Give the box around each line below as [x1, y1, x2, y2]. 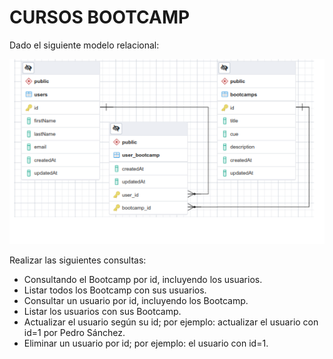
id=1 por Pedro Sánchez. [23, 326, 126, 338]
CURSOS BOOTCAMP [9, 6, 191, 29]
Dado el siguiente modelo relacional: [9, 39, 160, 51]
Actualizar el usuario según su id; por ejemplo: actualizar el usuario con [23, 316, 319, 328]
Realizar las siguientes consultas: [9, 254, 147, 266]
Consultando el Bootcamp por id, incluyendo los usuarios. [23, 273, 263, 285]
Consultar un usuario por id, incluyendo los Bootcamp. [23, 294, 249, 306]
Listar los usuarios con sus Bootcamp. [23, 305, 182, 317]
